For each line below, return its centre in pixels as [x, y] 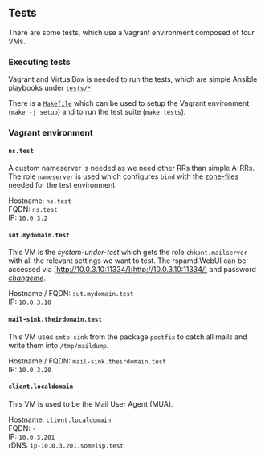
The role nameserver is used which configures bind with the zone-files [124, 176]
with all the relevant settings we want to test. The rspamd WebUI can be [127, 261]
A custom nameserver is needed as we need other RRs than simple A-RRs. [132, 168]
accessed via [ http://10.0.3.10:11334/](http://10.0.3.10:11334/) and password [132, 270]
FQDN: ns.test [33, 209]
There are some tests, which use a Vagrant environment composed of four [132, 32]
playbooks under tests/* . [51, 88]
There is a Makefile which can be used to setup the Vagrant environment [129, 103]
